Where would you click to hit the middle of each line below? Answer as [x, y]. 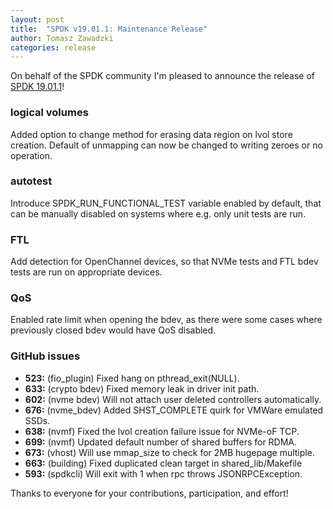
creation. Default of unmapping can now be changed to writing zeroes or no [166, 145]
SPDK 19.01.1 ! [37, 87]
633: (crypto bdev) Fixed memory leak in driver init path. [142, 388]
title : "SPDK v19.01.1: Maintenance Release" [109, 29]
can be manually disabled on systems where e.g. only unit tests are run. [158, 213]
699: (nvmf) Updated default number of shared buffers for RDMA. [161, 442]
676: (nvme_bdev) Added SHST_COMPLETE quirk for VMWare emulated [174, 410]
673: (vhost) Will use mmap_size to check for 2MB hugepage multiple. [169, 452]
